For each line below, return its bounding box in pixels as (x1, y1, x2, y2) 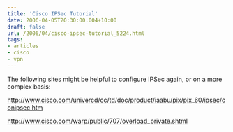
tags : (7, 36, 23, 43)
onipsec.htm (7, 103, 43, 112)
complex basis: (7, 82, 51, 91)
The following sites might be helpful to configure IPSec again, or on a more (7, 75, 223, 83)
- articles (7, 43, 39, 50)
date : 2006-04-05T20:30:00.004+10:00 (7, 17, 117, 24)
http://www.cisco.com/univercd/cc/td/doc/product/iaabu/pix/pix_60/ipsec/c (7, 96, 226, 104)
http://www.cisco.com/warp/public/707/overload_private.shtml (7, 117, 188, 125)
